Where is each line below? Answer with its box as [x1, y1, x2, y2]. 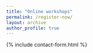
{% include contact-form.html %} [6, 41, 88, 48]
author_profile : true [6, 25, 60, 31]
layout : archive [6, 19, 46, 25]
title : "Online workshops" [6, 8, 73, 15]
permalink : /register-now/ [6, 14, 73, 20]
